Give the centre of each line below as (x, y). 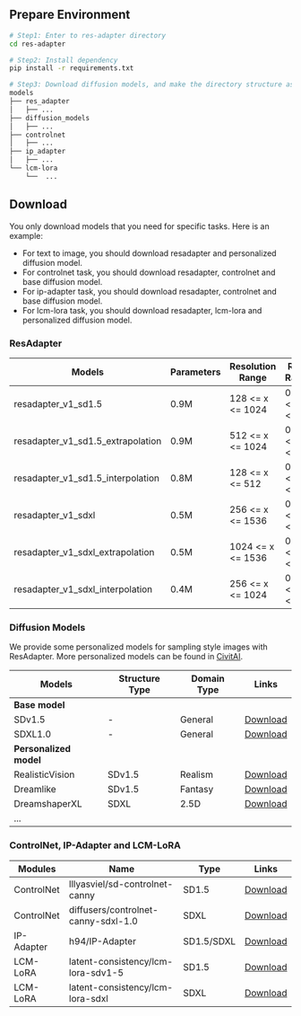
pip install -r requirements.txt (72, 68)
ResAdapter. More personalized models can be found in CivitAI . (126, 657)
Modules (37, 869)
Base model (39, 705)
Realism (196, 774)
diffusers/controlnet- (113, 909)
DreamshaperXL (48, 804)
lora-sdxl (89, 998)
